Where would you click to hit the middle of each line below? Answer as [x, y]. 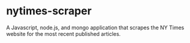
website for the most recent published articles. [64, 33]
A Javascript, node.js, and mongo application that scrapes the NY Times [95, 27]
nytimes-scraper [49, 11]
